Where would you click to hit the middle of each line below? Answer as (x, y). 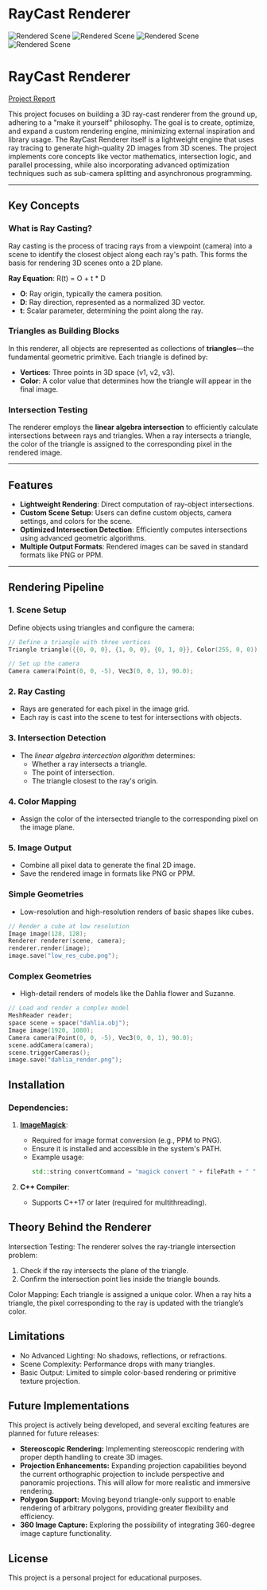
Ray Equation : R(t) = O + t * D (57, 278)
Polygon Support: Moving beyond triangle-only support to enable (128, 1500)
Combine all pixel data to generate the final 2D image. (108, 865)
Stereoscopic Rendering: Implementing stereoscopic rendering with (132, 1449)
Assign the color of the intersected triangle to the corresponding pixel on (139, 819)
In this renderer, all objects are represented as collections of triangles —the (131, 348)
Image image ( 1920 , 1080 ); (51, 1030)
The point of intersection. (73, 772)
